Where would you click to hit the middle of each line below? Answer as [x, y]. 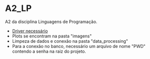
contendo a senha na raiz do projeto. [49, 51]
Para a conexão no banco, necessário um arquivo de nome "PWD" [79, 46]
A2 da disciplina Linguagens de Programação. [51, 22]
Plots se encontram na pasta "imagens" [52, 36]
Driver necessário [30, 31]
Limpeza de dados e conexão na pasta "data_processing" [70, 41]
